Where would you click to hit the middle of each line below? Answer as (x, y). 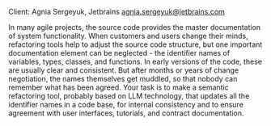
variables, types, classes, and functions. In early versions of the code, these (135, 61)
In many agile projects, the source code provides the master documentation (135, 27)
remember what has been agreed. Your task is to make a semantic (119, 87)
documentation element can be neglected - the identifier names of (119, 53)
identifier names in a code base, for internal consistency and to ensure (126, 105)
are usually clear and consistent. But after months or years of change (124, 70)
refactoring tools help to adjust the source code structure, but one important (135, 44)
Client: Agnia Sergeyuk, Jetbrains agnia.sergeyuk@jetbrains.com (116, 12)
